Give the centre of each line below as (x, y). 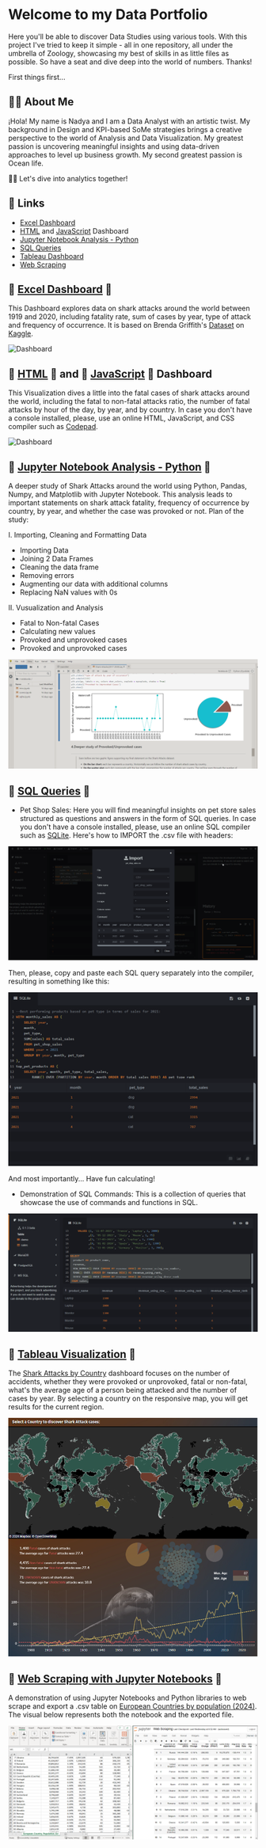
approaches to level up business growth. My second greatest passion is (125, 154)
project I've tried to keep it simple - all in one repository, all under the (121, 44)
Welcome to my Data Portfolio (108, 15)
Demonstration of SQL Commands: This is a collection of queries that (133, 1194)
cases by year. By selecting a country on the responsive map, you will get (128, 1398)
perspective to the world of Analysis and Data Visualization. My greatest (126, 138)
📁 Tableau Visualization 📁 (72, 1354)
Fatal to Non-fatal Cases (59, 623)
